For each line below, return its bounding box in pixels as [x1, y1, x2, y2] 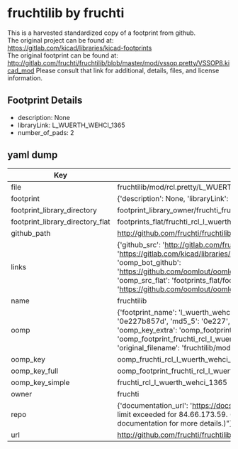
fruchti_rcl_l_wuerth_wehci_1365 [116, 377, 228, 387]
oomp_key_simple [11, 377, 70, 387]
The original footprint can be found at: [7, 51, 118, 60]
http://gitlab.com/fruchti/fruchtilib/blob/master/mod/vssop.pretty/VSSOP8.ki [7, 58, 230, 67]
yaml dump [7, 149, 58, 161]
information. [7, 73, 43, 82]
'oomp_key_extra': [116, 325, 178, 335]
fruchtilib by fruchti [7, 5, 125, 21]
